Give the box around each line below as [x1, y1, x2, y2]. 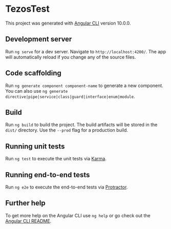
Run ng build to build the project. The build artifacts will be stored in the [5, 121, 158, 128]
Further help [5, 199, 46, 207]
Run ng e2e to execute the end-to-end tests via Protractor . [5, 184, 128, 190]
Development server [5, 35, 72, 44]
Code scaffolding [5, 69, 61, 77]
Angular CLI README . [5, 218, 52, 224]
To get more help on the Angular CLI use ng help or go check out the [5, 212, 151, 218]
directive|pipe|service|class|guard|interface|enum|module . [5, 93, 135, 99]
